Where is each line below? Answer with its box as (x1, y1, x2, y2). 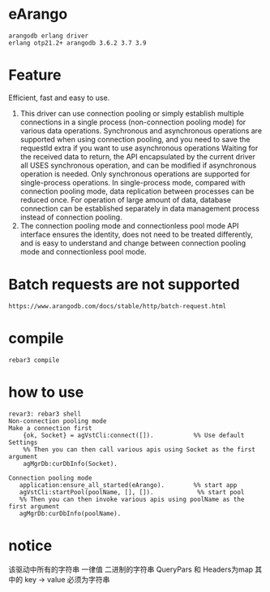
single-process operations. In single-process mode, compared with (19, 177, 246, 187)
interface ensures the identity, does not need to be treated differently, (19, 229, 253, 239)
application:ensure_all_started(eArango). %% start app (19, 481, 238, 489)
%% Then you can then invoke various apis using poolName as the (19, 495, 245, 503)
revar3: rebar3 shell (8, 410, 82, 418)
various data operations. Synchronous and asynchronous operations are (19, 125, 262, 135)
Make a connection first (8, 424, 92, 432)
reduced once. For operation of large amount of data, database (19, 194, 232, 204)
